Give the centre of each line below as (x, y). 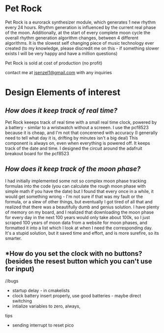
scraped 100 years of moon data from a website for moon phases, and (76, 222)
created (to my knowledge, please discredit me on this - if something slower (82, 48)
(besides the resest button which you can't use (79, 262)
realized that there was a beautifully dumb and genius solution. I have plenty (82, 207)
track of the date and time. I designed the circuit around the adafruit (74, 148)
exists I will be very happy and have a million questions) (61, 53)
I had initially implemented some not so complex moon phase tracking (76, 181)
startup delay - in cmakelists (41, 290)
